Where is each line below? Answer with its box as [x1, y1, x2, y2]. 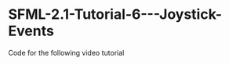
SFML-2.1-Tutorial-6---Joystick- [8, 5, 222, 23]
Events [8, 22, 55, 40]
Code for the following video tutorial [8, 48, 125, 57]
